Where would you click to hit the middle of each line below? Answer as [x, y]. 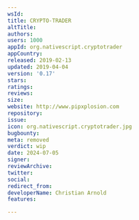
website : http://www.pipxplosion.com [63, 107]
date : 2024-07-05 [33, 153]
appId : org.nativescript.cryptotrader [65, 47]
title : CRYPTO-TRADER [40, 21]
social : [19, 179]
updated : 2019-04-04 [38, 67]
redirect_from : [30, 186]
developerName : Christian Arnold [57, 193]
